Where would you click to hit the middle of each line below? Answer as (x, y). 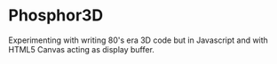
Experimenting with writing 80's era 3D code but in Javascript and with (138, 40)
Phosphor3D (56, 16)
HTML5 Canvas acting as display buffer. (81, 49)
